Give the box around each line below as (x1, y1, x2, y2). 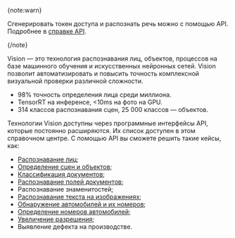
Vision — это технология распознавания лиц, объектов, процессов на (7, 54, 218, 63)
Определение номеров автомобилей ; (17, 208, 132, 215)
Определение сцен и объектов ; (17, 163, 113, 171)
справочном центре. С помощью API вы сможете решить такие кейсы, (7, 134, 222, 142)
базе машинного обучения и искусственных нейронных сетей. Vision (7, 62, 216, 70)
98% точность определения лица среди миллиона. (17, 91, 172, 99)
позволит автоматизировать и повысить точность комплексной (7, 70, 199, 77)
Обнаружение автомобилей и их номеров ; (17, 200, 146, 208)
